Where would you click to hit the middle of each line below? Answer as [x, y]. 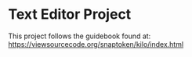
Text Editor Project [70, 14]
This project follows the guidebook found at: [80, 36]
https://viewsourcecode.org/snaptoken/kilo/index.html [96, 44]
